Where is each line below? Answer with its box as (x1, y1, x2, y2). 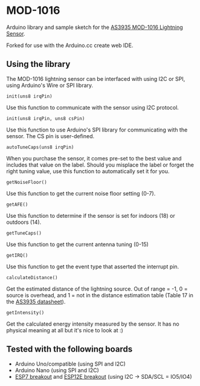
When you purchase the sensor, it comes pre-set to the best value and (6, 154, 182, 162)
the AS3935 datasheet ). (6, 298, 66, 305)
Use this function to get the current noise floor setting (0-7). (6, 189, 156, 197)
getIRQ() (6, 252, 28, 258)
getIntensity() (6, 309, 45, 315)
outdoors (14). (6, 218, 42, 226)
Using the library (6, 59, 71, 69)
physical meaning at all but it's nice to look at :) (6, 326, 124, 334)
